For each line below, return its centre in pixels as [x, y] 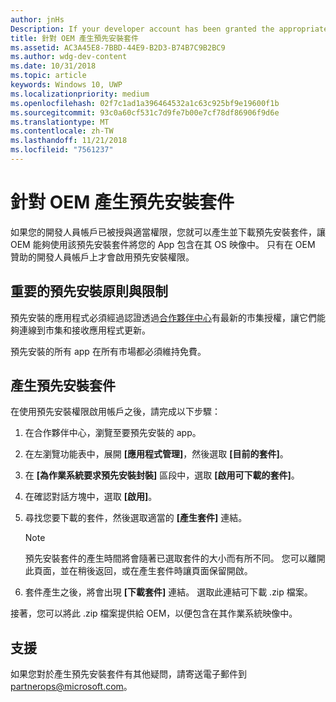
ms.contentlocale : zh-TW [62, 131]
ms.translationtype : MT [60, 122]
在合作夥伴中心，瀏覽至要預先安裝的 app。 [113, 433]
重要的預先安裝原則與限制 [89, 291]
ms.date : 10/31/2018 [53, 66]
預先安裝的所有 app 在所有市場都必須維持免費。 [108, 351]
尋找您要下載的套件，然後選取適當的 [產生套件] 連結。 [136, 518]
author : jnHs [37, 19]
